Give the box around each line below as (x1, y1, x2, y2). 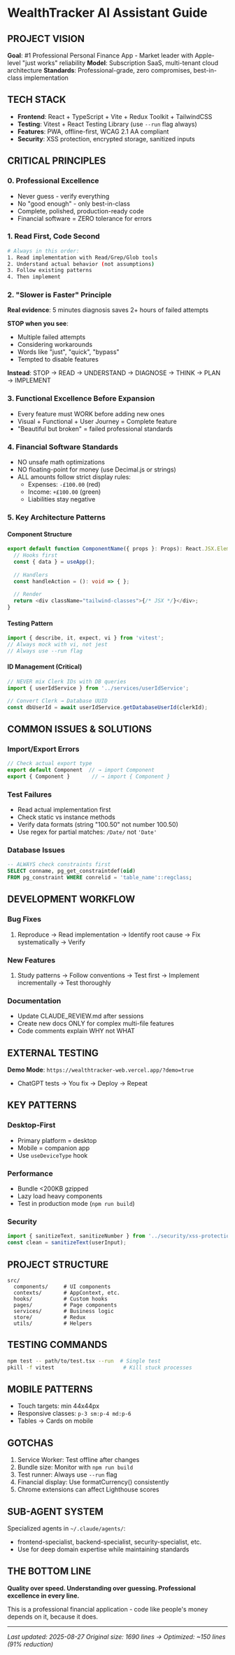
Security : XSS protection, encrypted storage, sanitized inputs (17, 134, 196, 143)
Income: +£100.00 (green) (27, 488, 101, 496)
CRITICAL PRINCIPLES (7, 155, 106, 167)
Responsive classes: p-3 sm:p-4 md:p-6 (17, 1409, 131, 1418)
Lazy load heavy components (17, 1192, 103, 1200)
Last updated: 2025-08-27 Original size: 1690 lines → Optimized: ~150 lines (7, 1632, 226, 1641)
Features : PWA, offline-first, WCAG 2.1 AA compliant (17, 127, 169, 136)
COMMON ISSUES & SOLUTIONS (7, 723, 152, 735)
